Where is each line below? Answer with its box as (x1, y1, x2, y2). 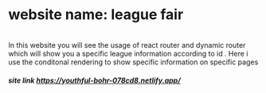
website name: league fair (8, 6, 184, 24)
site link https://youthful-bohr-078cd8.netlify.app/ (8, 76, 181, 85)
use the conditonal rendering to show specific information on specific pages (8, 57, 259, 67)
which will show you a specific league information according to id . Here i (8, 48, 248, 58)
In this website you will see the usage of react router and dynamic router (8, 40, 246, 49)
